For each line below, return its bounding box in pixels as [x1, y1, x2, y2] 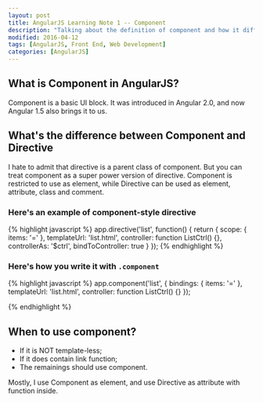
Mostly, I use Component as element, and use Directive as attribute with [8, 378, 240, 387]
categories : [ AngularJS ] [8, 48, 89, 56]
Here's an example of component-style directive [8, 206, 196, 217]
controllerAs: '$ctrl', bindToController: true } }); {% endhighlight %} [8, 241, 224, 250]
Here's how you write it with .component [8, 261, 160, 272]
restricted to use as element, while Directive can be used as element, [8, 178, 231, 188]
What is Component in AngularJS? [8, 77, 180, 90]
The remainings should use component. [19, 363, 148, 372]
